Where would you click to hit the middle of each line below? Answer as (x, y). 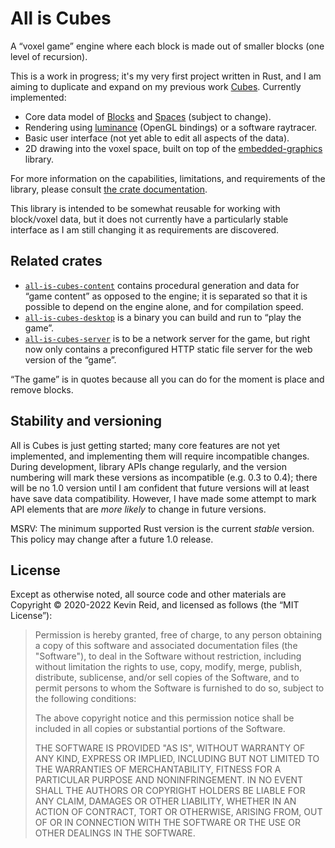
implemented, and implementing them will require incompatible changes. (160, 456)
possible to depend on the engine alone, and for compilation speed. (164, 306)
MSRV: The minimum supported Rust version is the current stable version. (162, 528)
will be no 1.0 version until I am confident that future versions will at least (160, 488)
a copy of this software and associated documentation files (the (166, 646)
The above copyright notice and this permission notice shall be (164, 718)
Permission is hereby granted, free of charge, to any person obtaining (178, 635)
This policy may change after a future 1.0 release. (112, 539)
